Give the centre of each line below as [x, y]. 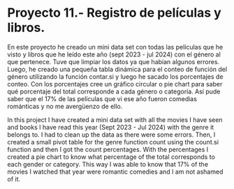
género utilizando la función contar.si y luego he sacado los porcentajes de [115, 76]
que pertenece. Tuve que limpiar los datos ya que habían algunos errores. [114, 61]
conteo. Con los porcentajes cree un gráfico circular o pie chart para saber [115, 84]
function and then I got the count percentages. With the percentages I [108, 149]
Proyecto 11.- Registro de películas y [114, 13]
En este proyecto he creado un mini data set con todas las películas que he [115, 47]
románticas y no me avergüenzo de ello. [65, 106]
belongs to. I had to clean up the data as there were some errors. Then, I [111, 135]
